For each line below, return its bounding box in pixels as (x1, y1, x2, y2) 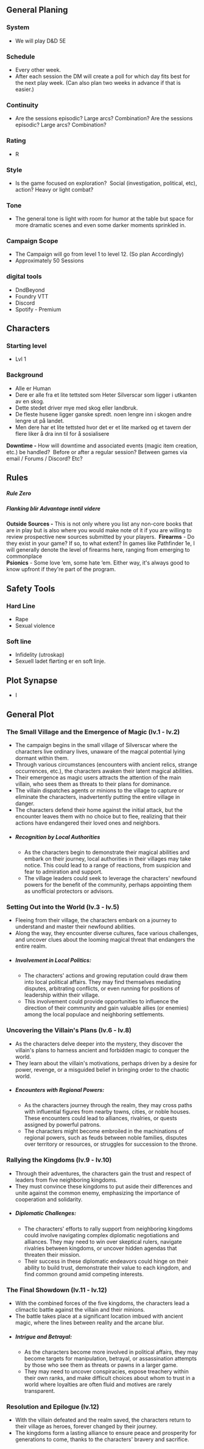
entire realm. (15, 942, 47, 950)
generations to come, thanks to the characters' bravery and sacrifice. (15, 1436, 190, 1443)
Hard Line (6, 601, 35, 610)
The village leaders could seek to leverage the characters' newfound (24, 874, 197, 881)
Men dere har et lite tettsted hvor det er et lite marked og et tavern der (15, 424, 192, 431)
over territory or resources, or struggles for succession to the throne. (24, 1141, 198, 1148)
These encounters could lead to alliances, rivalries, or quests (24, 1115, 178, 1122)
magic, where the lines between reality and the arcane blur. (15, 1319, 164, 1326)
